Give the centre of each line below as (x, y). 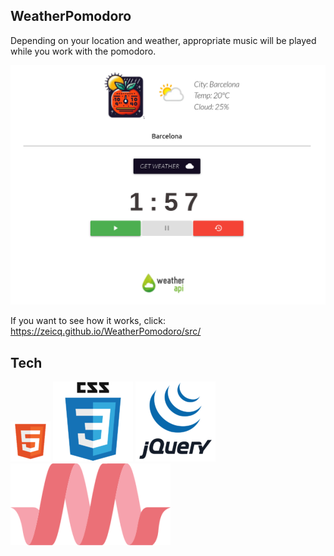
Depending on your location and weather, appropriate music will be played (163, 40)
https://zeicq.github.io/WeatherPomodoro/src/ (106, 331)
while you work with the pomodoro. (83, 51)
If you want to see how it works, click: (88, 321)
